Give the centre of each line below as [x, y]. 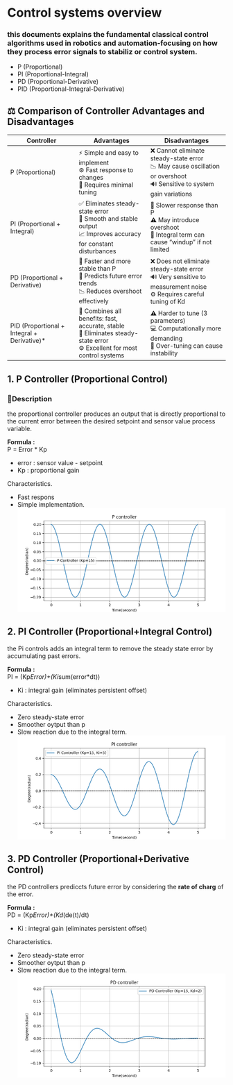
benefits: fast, [98, 318]
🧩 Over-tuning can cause [187, 346]
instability [164, 353]
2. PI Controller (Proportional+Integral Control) [110, 632]
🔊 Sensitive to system [182, 184]
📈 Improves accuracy [110, 234]
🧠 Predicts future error [111, 276]
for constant [96, 244]
